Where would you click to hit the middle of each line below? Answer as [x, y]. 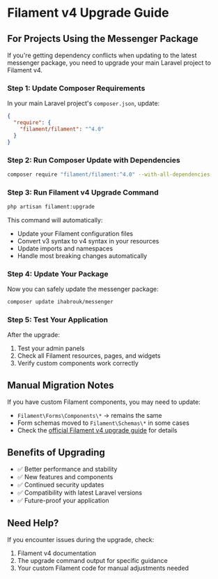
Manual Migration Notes [61, 385]
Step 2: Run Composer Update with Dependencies [94, 160]
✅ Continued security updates [61, 485]
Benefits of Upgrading [56, 452]
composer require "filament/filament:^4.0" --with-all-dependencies [109, 174]
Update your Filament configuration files [75, 234]
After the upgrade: [34, 335]
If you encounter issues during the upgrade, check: [81, 539]
